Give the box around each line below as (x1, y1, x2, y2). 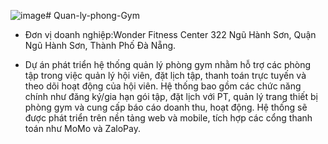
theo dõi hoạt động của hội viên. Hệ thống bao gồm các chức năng (24, 80, 302, 92)
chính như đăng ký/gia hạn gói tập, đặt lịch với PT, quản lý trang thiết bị (24, 91, 318, 102)
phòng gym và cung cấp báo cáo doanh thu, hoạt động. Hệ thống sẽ (24, 101, 308, 113)
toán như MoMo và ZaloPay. (24, 123, 141, 134)
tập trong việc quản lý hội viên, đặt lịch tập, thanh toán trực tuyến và (24, 70, 307, 81)
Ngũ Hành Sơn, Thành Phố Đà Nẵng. (24, 40, 177, 51)
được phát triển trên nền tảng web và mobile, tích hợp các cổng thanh (24, 112, 313, 124)
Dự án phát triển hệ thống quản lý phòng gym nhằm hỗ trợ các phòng (24, 59, 312, 70)
